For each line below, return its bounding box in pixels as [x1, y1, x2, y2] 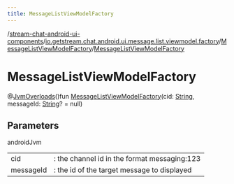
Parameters [7, 120, 59, 132]
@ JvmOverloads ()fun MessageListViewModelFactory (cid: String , [7, 92, 195, 100]
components [7, 36, 44, 45]
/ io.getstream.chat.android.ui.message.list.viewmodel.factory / [43, 36, 221, 45]
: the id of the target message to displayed [53, 165, 192, 175]
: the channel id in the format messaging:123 [53, 154, 201, 164]
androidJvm [7, 138, 42, 147]
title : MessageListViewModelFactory [7, 10, 114, 17]
